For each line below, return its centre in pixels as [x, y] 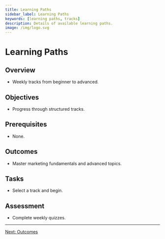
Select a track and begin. [37, 191]
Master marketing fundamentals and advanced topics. [67, 163]
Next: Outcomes [22, 232]
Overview [20, 70]
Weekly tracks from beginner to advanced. [55, 82]
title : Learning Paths [28, 10]
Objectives [22, 97]
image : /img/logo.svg [27, 28]
